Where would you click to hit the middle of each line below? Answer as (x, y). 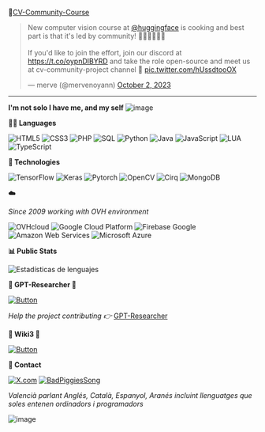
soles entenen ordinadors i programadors (76, 404)
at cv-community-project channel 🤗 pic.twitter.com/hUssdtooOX (132, 70)
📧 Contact (25, 365)
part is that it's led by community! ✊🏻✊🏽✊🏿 (96, 36)
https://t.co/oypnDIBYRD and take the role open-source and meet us (139, 61)
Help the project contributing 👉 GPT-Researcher (88, 316)
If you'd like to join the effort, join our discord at (105, 53)
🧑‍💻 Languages (32, 123)
